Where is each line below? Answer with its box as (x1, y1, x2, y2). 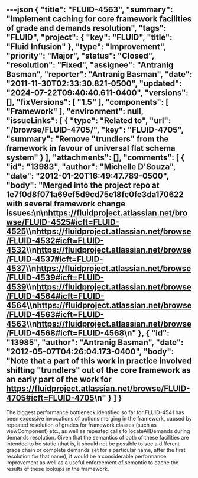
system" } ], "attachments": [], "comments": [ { (6, 153, 185, 163)
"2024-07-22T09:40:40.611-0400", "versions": (6, 88, 189, 98)
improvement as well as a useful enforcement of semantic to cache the (6, 458, 179, 466)
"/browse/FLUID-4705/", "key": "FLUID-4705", (6, 125, 184, 135)
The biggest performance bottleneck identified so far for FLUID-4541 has (6, 408, 184, 416)
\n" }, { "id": (124, 328, 170, 338)
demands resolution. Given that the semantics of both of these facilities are (6, 434, 189, 441)
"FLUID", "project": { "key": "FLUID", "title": (6, 33, 173, 43)
